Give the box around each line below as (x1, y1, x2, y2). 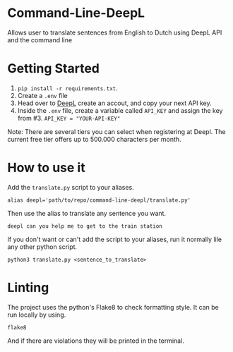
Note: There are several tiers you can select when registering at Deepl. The (7, 127, 226, 135)
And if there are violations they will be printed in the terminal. (7, 336, 185, 345)
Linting (7, 280, 49, 296)
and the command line (7, 35, 73, 44)
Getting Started (7, 61, 100, 77)
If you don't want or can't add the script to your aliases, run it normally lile (7, 235, 222, 243)
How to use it (7, 160, 86, 176)
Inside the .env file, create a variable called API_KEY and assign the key (17, 106, 223, 114)
